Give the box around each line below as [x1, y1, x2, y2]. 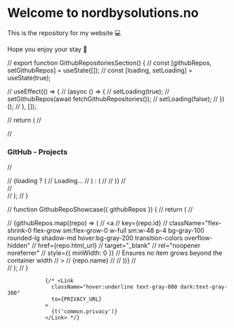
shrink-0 [7, 227, 32, 235]
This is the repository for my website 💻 [7, 28, 122, 37]
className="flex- [169, 219, 222, 227]
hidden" [7, 241, 30, 250]
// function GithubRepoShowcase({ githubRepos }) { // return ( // [7, 206, 193, 214]
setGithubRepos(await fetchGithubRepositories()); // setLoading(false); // [7, 94, 219, 103]
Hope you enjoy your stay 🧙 [7, 44, 88, 53]
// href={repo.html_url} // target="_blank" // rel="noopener [31, 241, 201, 250]
